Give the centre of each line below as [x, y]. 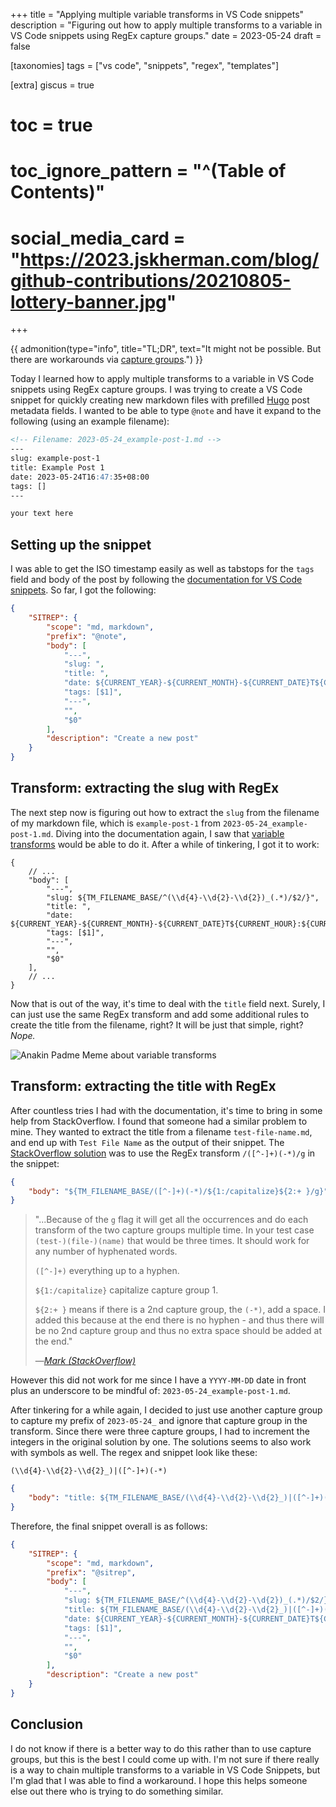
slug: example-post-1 [55, 459]
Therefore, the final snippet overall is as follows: [109, 1526]
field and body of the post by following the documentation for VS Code [156, 580]
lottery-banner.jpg [88, 301]
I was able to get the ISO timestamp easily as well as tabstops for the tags [162, 569]
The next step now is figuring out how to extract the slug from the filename [165, 812]
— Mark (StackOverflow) [85, 1361]
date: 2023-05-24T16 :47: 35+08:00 [80, 477]
